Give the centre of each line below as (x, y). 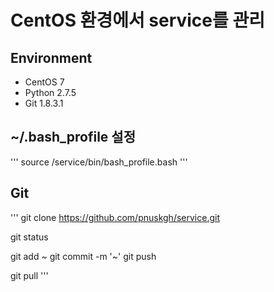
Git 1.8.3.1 (44, 103)
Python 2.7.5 (50, 92)
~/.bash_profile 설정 (73, 137)
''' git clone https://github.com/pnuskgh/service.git (115, 217)
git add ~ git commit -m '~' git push (83, 256)
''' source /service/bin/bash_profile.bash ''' (99, 162)
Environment (51, 57)
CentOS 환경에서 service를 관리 (137, 20)
